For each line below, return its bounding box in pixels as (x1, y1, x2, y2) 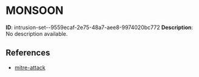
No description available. (5, 30, 68, 37)
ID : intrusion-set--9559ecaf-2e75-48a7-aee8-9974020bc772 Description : (5, 24, 194, 31)
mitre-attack (14, 64, 46, 71)
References (5, 48, 50, 58)
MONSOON (5, 4, 64, 18)
